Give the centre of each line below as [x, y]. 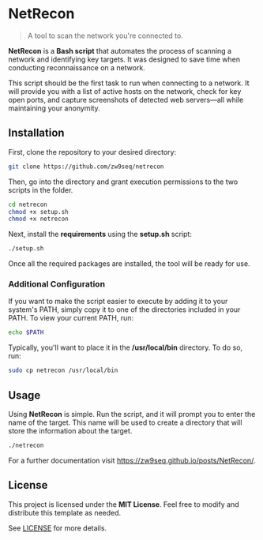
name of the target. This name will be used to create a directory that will [125, 422]
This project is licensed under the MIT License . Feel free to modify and [124, 504]
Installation [36, 133]
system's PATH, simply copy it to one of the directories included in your [124, 309]
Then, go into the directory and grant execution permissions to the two [123, 182]
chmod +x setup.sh [38, 212]
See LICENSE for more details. [58, 528]
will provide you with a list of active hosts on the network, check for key [125, 91]
